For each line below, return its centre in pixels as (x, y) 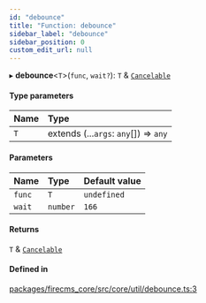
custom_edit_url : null (51, 50)
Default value (112, 180)
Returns (24, 230)
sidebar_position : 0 (47, 42)
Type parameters (42, 95)
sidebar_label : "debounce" (59, 34)
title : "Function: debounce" (63, 26)
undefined (104, 194)
